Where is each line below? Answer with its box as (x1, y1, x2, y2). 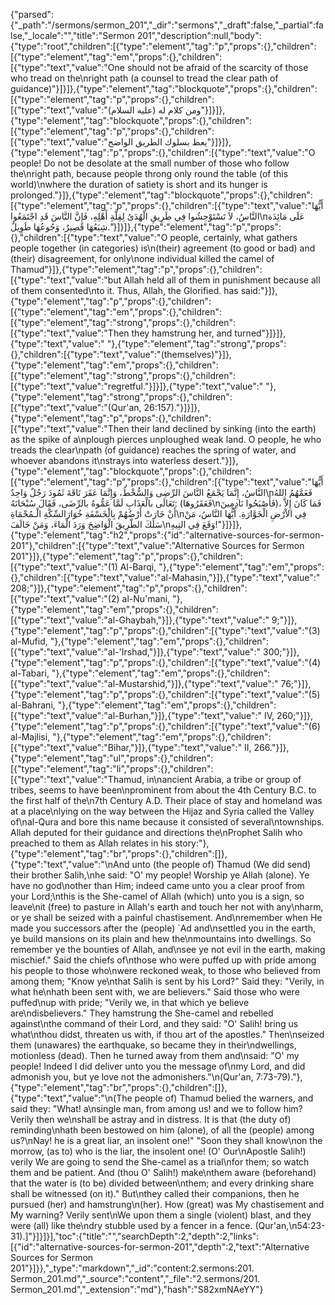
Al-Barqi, (119, 561, 157, 573)
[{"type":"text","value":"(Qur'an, (10, 402, 142, 413)
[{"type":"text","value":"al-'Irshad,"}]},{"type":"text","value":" (10, 646, 262, 658)
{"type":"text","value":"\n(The (10, 1092, 133, 1104)
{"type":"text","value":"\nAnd (10, 859, 130, 870)
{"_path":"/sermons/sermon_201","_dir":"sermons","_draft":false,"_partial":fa (10, 19, 324, 31)
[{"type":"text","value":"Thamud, (10, 774, 145, 785)
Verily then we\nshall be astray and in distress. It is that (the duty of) (10, 1114, 292, 1125)
